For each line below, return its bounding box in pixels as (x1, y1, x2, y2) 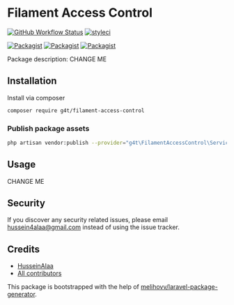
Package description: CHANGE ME (7, 54, 107, 63)
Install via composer (7, 93, 65, 102)
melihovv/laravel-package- (140, 283, 218, 291)
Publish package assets (7, 123, 90, 133)
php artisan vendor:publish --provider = (7, 139, 127, 146)
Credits (7, 243, 40, 255)
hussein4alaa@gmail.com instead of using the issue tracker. (7, 223, 180, 231)
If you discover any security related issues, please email (7, 216, 169, 224)
